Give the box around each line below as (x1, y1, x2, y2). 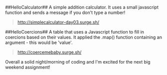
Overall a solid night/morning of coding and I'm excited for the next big (5, 59, 151, 64)
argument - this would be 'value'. (5, 39, 73, 45)
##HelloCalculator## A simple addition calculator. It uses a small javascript (5, 4, 159, 10)
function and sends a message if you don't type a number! (5, 9, 126, 15)
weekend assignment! (5, 64, 51, 70)
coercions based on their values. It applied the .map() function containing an (5, 34, 162, 40)
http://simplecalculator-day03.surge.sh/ (17, 19, 100, 25)
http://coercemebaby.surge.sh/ (17, 49, 82, 55)
